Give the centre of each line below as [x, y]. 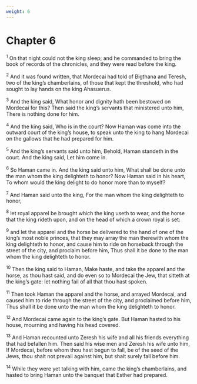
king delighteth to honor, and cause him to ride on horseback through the [95, 244]
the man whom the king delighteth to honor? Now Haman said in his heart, [96, 176]
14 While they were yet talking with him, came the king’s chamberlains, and [96, 368]
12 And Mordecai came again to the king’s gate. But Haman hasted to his [94, 318]
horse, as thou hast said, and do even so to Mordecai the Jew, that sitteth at [98, 276]
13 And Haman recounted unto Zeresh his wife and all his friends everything [98, 337]
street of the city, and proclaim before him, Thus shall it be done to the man [97, 251]
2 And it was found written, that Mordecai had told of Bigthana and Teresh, [96, 76]
